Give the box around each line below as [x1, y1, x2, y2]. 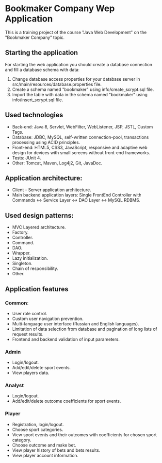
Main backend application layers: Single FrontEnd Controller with [12, 192, 142, 198]
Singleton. [12, 261, 32, 267]
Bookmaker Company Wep [5, 3, 115, 14]
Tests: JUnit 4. [12, 155, 41, 160]
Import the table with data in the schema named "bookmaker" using [12, 91, 148, 97]
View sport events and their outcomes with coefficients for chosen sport [12, 431, 157, 438]
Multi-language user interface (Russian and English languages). [12, 321, 139, 326]
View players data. [12, 370, 49, 376]
